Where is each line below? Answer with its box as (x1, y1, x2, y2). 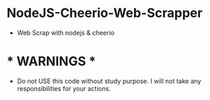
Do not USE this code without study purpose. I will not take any (16, 77, 201, 85)
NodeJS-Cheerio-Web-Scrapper (6, 5, 203, 21)
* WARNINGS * (6, 53, 96, 70)
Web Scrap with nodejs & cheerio (16, 28, 115, 37)
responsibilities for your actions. (16, 84, 111, 93)
